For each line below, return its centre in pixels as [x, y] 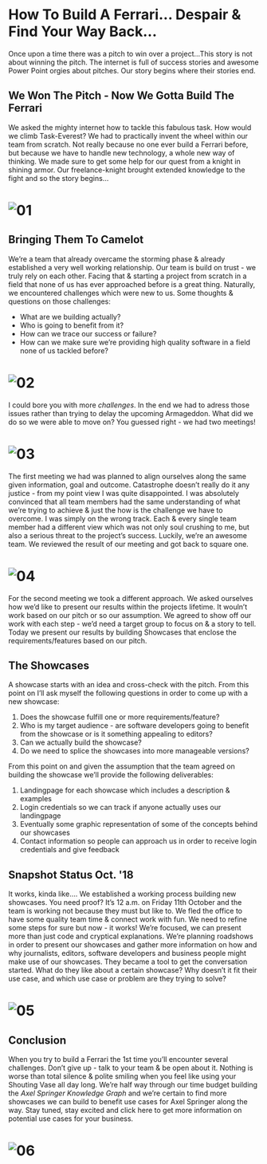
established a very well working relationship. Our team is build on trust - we [132, 267]
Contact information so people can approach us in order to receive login [138, 841]
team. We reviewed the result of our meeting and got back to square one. [128, 544]
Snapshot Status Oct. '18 [71, 875]
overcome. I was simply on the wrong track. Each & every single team [122, 518]
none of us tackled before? [64, 350]
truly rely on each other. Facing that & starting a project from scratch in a [128, 276]
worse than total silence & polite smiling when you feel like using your [122, 1076]
